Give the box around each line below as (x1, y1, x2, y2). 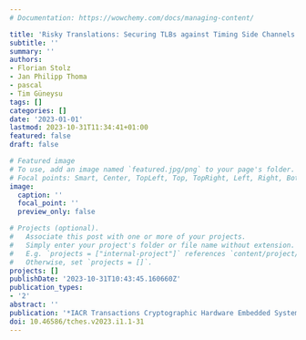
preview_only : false (17, 207, 96, 217)
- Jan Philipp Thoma (9, 72, 88, 82)
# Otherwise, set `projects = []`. (9, 257, 153, 267)
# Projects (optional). (9, 224, 100, 233)
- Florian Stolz (9, 64, 71, 73)
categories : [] (9, 106, 67, 115)
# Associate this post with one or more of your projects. (9, 232, 247, 242)
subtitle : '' (9, 38, 59, 47)
